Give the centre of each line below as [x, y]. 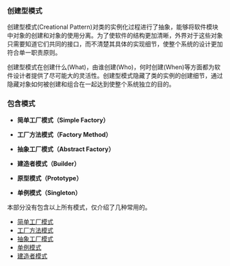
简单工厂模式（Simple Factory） [63, 120]
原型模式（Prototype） [50, 178]
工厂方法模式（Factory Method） [64, 134]
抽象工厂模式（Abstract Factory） [66, 149]
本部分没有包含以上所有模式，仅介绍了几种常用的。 [79, 207]
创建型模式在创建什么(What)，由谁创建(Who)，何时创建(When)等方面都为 [111, 67]
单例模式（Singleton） [49, 192]
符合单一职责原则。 [34, 53]
